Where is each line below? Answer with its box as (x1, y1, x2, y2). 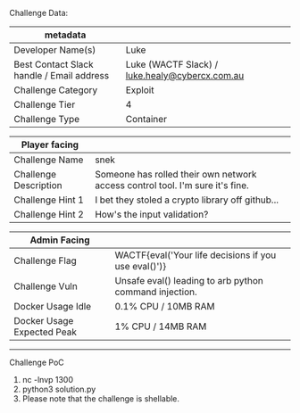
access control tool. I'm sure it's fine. (95, 179, 250, 191)
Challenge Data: (9, 8, 69, 18)
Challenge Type (13, 113, 80, 125)
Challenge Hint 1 (13, 194, 85, 206)
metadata (44, 29, 87, 41)
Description (13, 179, 62, 191)
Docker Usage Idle (13, 301, 92, 312)
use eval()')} (114, 260, 167, 272)
